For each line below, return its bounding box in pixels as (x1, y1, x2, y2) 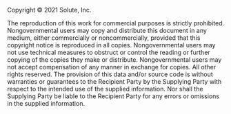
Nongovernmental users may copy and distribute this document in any (7, 27, 207, 34)
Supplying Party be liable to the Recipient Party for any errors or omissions (7, 92, 219, 100)
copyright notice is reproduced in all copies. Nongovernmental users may (7, 41, 216, 49)
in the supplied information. (7, 100, 85, 107)
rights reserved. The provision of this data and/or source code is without (7, 70, 214, 78)
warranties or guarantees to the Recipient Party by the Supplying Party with (7, 78, 222, 85)
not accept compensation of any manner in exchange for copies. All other (7, 63, 217, 71)
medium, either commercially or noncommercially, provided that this (7, 34, 201, 42)
